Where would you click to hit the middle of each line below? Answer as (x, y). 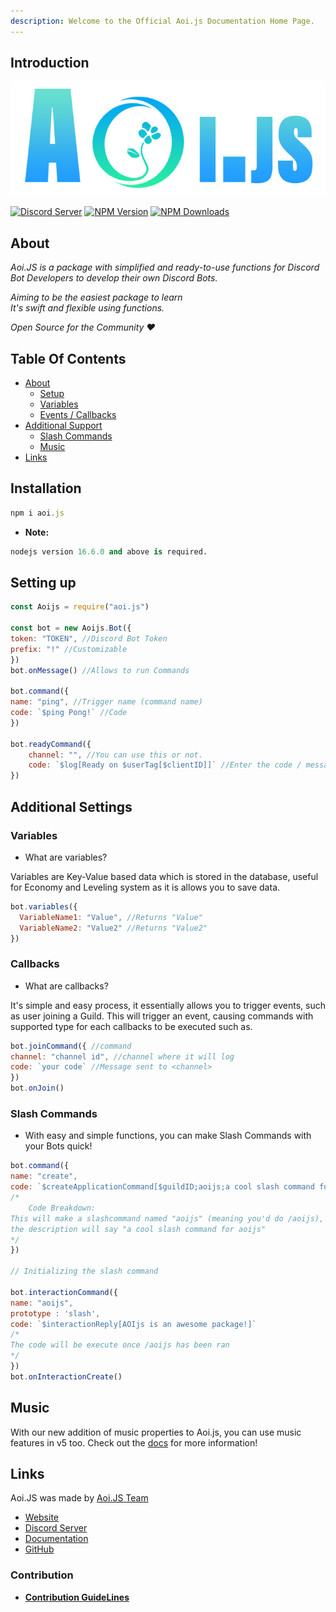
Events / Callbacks (78, 414)
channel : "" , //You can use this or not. (115, 755)
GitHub (39, 1549)
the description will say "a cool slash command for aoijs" (138, 1229)
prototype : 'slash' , (55, 1313)
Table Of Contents (68, 358)
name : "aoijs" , (42, 1303)
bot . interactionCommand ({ (64, 1292)
